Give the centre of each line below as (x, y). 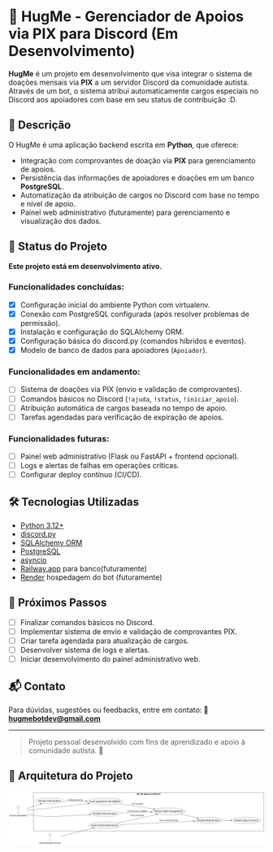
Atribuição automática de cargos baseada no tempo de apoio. (123, 408)
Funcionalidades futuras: (59, 438)
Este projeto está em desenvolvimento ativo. (85, 266)
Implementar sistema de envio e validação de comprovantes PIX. (129, 631)
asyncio (33, 560)
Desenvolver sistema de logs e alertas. (85, 650)
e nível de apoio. (48, 203)
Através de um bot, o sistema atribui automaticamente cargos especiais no (133, 91)
